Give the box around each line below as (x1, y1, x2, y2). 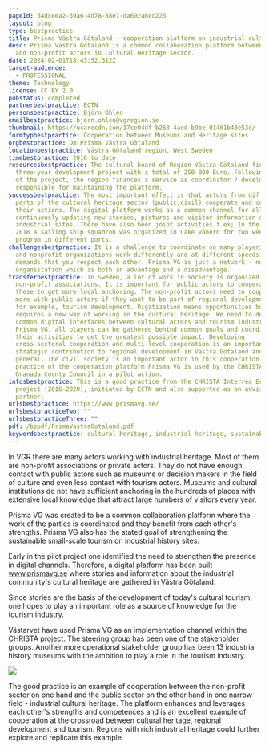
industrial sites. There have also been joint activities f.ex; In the (15, 221, 260, 229)
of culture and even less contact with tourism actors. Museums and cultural (8, 477, 258, 487)
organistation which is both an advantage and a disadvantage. (15, 266, 231, 274)
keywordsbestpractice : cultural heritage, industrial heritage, (8, 430, 227, 438)
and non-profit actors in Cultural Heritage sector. (15, 49, 195, 57)
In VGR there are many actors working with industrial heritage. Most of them (8, 451, 259, 462)
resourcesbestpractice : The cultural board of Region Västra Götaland (8, 161, 249, 169)
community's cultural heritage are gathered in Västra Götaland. (8, 577, 216, 586)
